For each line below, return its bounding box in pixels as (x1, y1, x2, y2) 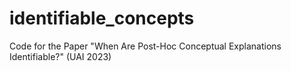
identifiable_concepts (9, 7, 195, 30)
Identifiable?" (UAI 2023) (9, 50, 112, 62)
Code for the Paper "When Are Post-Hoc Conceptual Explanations (9, 40, 282, 52)
